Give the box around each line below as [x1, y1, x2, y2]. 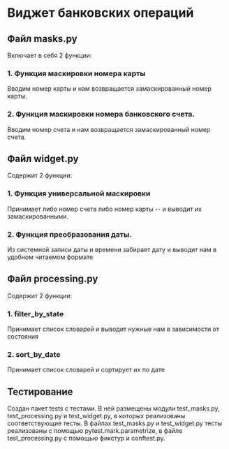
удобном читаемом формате [7, 253, 94, 261]
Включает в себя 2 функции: [7, 51, 92, 59]
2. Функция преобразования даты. [7, 229, 133, 239]
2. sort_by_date [7, 350, 61, 360]
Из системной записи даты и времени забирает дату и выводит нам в [7, 246, 217, 253]
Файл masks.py [7, 33, 78, 45]
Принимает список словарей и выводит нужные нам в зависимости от [7, 325, 220, 333]
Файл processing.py [7, 273, 98, 285]
